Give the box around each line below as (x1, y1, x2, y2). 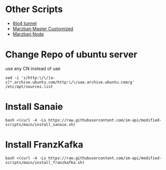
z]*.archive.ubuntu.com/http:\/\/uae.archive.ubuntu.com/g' (5, 79, 135, 84)
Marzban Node (12, 31, 44, 37)
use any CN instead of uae (5, 65, 61, 71)
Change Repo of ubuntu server (5, 49, 138, 60)
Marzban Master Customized (12, 25, 73, 31)
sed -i (5, 75, 19, 80)
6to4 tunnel (12, 20, 37, 26)
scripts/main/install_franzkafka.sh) (5, 160, 85, 165)
